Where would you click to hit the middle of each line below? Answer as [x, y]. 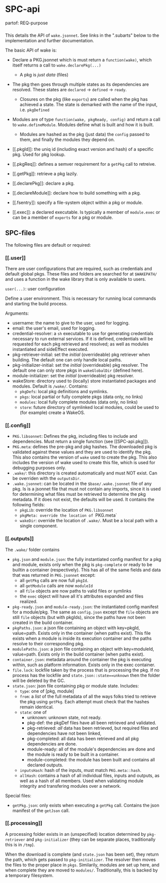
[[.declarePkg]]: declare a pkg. [43, 183]
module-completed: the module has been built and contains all [91, 759]
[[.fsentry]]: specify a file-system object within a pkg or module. [78, 203]
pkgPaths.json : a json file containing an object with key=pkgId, [76, 628]
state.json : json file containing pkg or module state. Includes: [76, 685]
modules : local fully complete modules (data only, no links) [79, 402]
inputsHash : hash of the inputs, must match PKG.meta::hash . [81, 770]
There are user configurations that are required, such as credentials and [79, 269]
